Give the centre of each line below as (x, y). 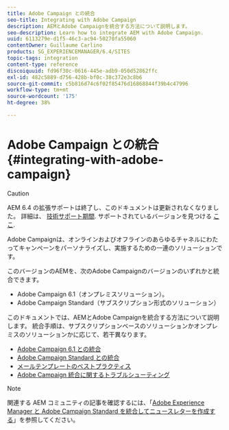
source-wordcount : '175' (43, 97)
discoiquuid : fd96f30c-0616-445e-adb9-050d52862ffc (82, 71)
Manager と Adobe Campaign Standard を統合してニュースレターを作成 (108, 411)
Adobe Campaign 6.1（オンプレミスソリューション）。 (93, 294)
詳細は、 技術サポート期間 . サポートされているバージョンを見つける (116, 216)
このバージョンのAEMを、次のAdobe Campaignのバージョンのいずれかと (110, 271)
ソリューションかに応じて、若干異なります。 (88, 334)
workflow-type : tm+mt (38, 90)
